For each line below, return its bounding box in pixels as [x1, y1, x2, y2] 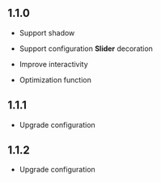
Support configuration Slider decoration [19, 44, 153, 53]
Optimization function [19, 74, 92, 84]
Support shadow [19, 28, 75, 37]
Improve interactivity [19, 59, 88, 69]
